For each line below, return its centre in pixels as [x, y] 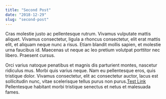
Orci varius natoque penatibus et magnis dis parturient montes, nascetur [81, 65]
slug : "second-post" [27, 19]
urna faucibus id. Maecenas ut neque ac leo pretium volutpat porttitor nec [83, 50]
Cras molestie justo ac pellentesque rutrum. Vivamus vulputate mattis [78, 34]
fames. [12, 92]
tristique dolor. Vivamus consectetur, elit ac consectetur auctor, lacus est [82, 76]
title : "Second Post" [28, 10]
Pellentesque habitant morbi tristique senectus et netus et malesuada [78, 87]
